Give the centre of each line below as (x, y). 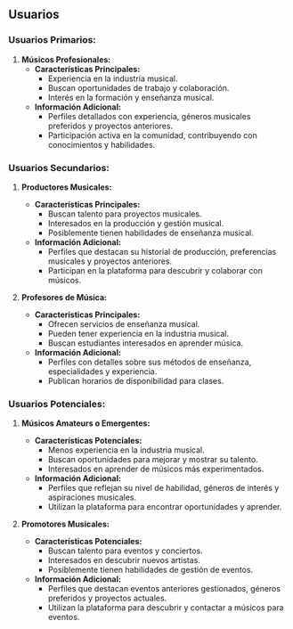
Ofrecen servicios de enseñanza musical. (124, 323)
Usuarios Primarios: (53, 40)
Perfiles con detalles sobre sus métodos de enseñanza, (150, 362)
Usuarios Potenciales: (57, 404)
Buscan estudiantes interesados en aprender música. (146, 343)
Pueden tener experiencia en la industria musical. (138, 333)
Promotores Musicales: (65, 524)
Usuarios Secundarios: (59, 167)
